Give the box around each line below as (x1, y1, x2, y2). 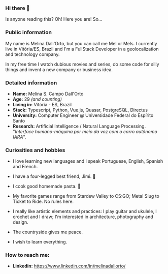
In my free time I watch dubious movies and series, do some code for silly (5, 61, 159, 67)
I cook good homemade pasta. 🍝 (12, 183, 81, 190)
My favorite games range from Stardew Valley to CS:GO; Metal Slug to (12, 193, 160, 199)
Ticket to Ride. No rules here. (12, 198, 74, 205)
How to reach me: (5, 252, 50, 259)
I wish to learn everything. (12, 239, 68, 245)
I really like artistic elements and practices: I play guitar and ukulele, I (12, 208, 157, 215)
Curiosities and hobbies (5, 146, 65, 154)
